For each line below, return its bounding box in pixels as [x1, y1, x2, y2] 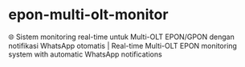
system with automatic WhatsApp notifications [8, 49, 162, 59]
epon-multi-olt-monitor [8, 6, 169, 24]
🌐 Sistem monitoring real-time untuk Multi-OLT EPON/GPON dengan [8, 32, 235, 41]
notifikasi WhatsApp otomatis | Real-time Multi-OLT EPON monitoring [8, 41, 237, 50]
